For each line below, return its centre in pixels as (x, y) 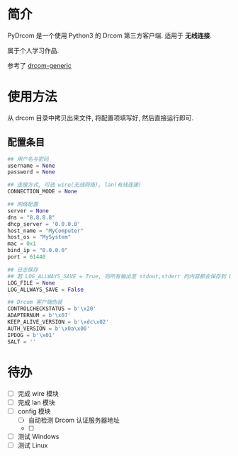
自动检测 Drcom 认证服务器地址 (74, 420)
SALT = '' (22, 342)
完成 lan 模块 (36, 402)
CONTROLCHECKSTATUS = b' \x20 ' (52, 309)
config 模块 (34, 411)
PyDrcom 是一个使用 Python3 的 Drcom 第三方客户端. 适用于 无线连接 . (110, 35)
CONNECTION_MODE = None (42, 192)
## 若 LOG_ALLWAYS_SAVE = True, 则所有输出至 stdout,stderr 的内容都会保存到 (117, 276)
